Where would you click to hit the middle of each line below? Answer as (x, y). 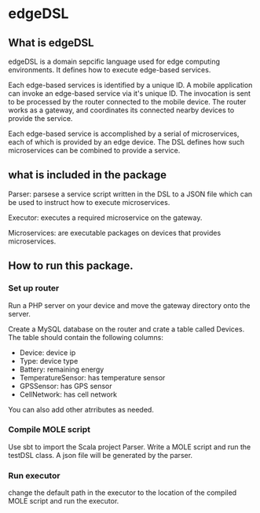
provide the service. (40, 118)
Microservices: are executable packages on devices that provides (115, 233)
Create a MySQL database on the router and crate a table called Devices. (126, 329)
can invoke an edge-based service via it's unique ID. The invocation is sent (130, 93)
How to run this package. (71, 266)
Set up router (34, 288)
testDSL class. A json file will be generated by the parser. (101, 455)
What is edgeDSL (51, 43)
